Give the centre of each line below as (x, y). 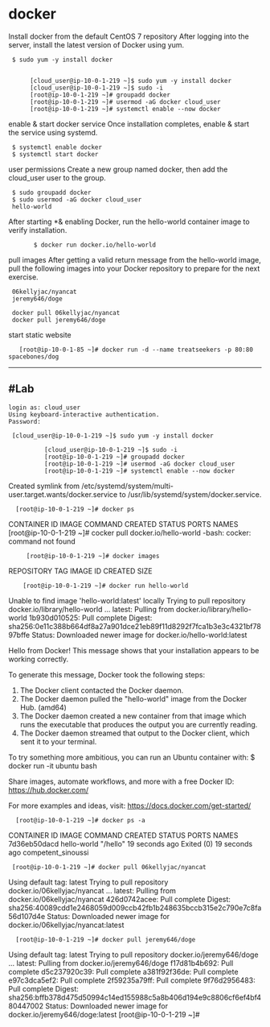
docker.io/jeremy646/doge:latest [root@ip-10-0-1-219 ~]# (104, 1014)
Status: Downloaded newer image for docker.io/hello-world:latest (139, 635)
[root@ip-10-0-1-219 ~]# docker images (93, 556)
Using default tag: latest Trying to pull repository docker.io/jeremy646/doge (133, 955)
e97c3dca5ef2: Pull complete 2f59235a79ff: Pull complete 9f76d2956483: (132, 980)
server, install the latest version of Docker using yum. (96, 44)
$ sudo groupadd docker (51, 193)
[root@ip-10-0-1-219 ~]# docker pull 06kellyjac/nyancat (109, 867)
